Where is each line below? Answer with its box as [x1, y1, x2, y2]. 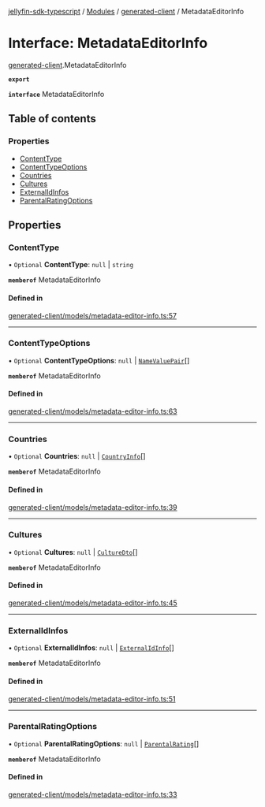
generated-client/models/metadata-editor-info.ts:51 [8, 694, 176, 704]
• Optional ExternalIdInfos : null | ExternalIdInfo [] [8, 643, 175, 653]
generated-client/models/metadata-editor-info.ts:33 [8, 790, 177, 799]
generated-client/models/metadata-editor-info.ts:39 [8, 502, 177, 511]
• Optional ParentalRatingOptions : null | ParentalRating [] [8, 738, 200, 748]
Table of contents [8, 112, 96, 125]
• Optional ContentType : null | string [8, 260, 134, 270]
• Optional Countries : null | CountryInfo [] [8, 452, 146, 461]
